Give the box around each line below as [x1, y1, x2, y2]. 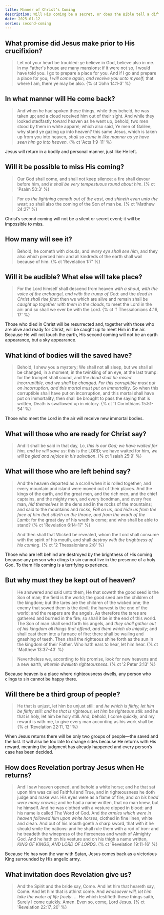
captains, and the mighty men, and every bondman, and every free [17, 496, 152, 502]
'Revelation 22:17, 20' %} [17, 904, 67, 910]
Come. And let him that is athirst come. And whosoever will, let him [17, 889, 152, 894]
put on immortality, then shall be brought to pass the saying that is [17, 395, 150, 401]
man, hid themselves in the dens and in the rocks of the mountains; [17, 501, 152, 507]
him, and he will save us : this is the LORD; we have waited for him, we [17, 447, 158, 454]
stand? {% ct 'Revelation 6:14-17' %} [17, 522, 91, 528]
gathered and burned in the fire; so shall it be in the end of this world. [17, 615, 157, 621]
